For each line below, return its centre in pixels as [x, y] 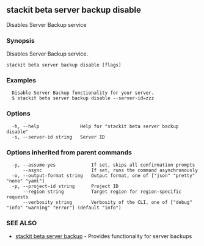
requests [17, 197]
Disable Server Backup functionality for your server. [83, 93]
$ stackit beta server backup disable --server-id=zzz [83, 98]
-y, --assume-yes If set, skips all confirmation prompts [104, 165]
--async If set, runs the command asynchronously [110, 170]
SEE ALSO [22, 223]
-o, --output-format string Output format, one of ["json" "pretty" [104, 176]
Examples [21, 81]
